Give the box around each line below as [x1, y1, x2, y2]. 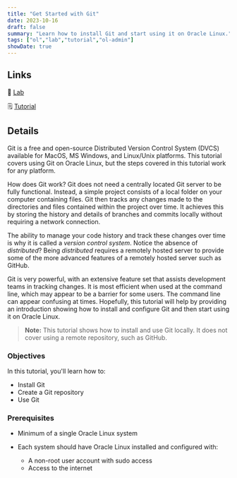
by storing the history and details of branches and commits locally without [7, 209, 223, 219]
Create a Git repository [17, 388, 85, 396]
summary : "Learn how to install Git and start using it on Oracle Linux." [7, 30, 232, 37]
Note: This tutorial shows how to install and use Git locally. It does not [24, 326, 228, 334]
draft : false [7, 23, 46, 30]
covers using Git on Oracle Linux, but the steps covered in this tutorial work [7, 159, 226, 167]
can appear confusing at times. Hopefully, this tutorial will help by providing [7, 297, 227, 305]
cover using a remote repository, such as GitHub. [24, 333, 168, 342]
